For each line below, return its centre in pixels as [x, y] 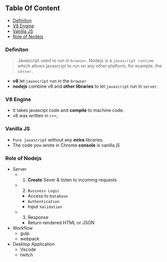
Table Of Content [33, 8]
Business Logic [43, 191]
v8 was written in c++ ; [35, 116]
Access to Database [48, 196]
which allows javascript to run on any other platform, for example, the [90, 66]
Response [38, 217]
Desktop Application [34, 244]
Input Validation [45, 207]
